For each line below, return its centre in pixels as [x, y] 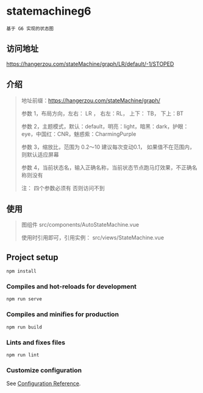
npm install [21, 271]
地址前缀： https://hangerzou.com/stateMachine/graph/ [91, 100]
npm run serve [24, 299]
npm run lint [23, 355]
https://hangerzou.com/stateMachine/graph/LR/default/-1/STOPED [90, 64]
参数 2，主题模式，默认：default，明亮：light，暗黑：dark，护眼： [105, 126]
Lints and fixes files [36, 342]
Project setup [33, 257]
